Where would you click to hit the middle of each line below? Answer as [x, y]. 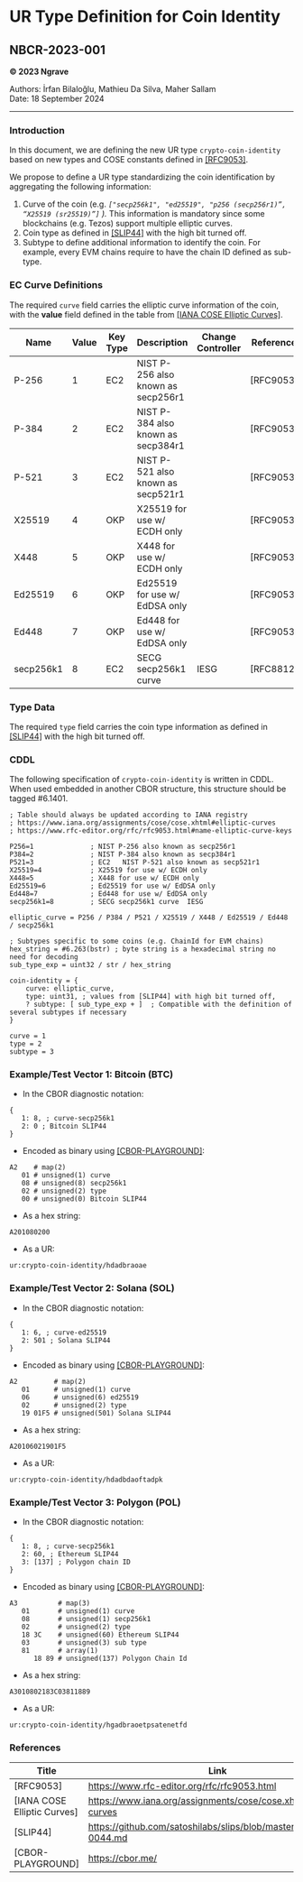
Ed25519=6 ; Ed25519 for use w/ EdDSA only [113, 886]
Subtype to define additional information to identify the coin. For [142, 243]
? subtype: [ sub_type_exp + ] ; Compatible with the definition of [159, 1005]
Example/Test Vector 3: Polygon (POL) [95, 1502]
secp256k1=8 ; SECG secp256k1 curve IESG [106, 902]
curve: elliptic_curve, [70, 989]
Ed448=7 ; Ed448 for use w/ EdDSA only [108, 894]
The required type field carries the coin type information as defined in [139, 726]
